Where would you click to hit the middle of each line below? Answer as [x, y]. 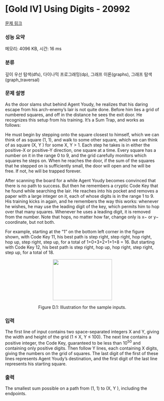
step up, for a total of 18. [30, 252]
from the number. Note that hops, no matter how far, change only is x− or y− [82, 217]
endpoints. [16, 394]
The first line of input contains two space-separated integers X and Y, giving [82, 332]
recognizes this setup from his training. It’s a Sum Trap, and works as [75, 120]
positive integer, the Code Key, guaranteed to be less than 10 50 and [73, 342]
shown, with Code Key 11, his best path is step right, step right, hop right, [78, 236]
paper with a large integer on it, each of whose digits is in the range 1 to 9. [80, 196]
